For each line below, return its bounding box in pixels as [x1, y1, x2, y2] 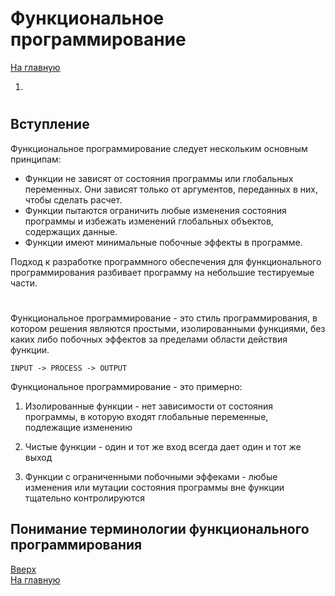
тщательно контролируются [24, 492, 145, 504]
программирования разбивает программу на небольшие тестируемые [10, 266, 315, 278]
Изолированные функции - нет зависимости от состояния [24, 400, 274, 412]
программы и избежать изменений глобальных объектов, [24, 215, 274, 227]
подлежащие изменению [24, 421, 133, 433]
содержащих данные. [24, 225, 118, 237]
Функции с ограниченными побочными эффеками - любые [24, 470, 278, 482]
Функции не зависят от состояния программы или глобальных [24, 172, 294, 184]
